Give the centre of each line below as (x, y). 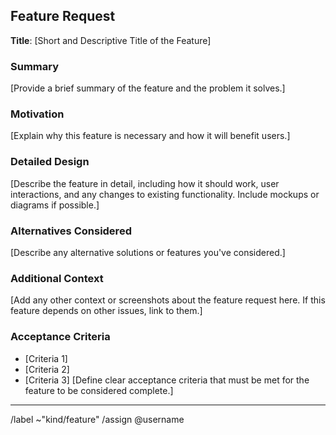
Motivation (37, 114)
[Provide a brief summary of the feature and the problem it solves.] (148, 88)
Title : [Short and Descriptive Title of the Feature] (111, 40)
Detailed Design (50, 162)
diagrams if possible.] (55, 205)
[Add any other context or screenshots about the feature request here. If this (168, 300)
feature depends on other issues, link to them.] (106, 311)
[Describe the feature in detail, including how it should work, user (145, 183)
